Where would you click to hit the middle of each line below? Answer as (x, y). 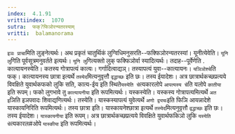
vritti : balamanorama (40, 33)
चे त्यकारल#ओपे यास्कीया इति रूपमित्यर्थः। (52, 124)
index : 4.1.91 (29, 14)
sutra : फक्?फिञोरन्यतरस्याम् (41, 27)
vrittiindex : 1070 (36, 20)
